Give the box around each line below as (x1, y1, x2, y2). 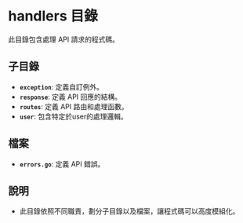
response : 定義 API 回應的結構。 (19, 92, 122, 101)
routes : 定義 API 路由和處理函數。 (19, 101, 129, 111)
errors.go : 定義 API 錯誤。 (19, 159, 105, 169)
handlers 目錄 (8, 7, 98, 25)
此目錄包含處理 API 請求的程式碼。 (8, 35, 120, 44)
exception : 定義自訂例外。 (19, 82, 104, 91)
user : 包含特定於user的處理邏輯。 (19, 111, 128, 121)
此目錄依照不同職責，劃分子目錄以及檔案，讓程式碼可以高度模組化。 (19, 207, 240, 216)
